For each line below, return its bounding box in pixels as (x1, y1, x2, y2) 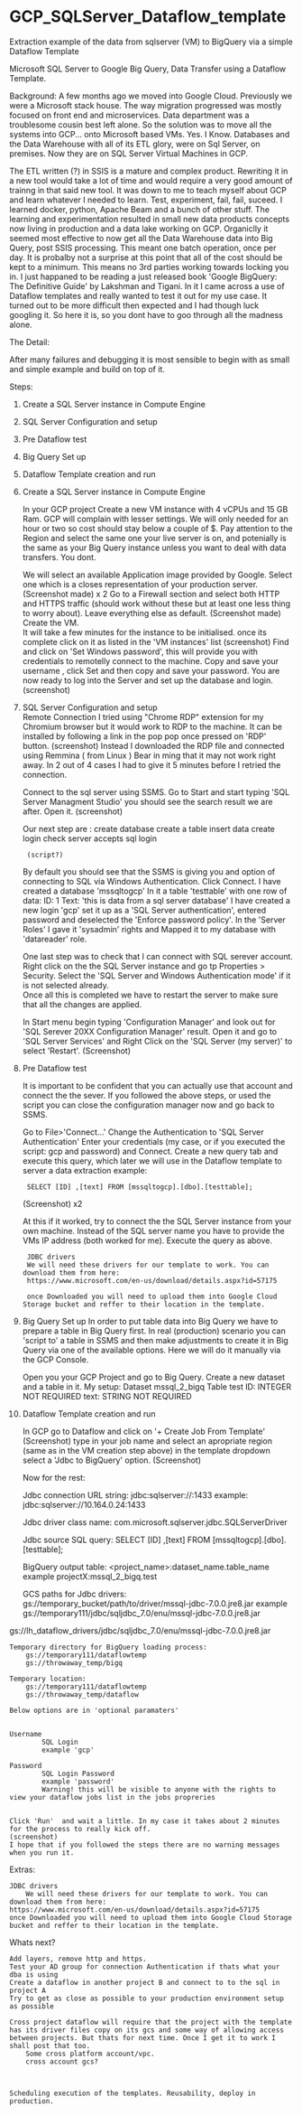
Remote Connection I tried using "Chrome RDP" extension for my (22, 711, 264, 722)
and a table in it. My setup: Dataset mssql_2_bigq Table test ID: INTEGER (22, 1380, 292, 1392)
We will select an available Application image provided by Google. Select (22, 569, 293, 580)
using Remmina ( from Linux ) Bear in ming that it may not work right (22, 750, 277, 761)
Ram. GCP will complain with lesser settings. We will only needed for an (22, 513, 288, 524)
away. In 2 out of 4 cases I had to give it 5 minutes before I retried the (22, 759, 281, 770)
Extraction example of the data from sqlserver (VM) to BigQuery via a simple (9, 36, 293, 47)
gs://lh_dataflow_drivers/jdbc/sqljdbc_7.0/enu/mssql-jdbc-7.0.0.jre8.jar (9, 1624, 271, 1636)
